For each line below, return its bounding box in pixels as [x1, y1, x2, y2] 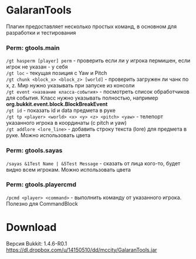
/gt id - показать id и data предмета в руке [6, 107, 116, 114]
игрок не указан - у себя [6, 63, 69, 70]
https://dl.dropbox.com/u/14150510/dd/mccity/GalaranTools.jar [6, 246, 157, 253]
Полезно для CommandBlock [6, 200, 78, 207]
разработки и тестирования [6, 29, 76, 36]
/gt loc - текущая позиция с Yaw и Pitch [6, 70, 107, 77]
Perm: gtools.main [6, 43, 60, 52]
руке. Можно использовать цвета [6, 132, 91, 139]
